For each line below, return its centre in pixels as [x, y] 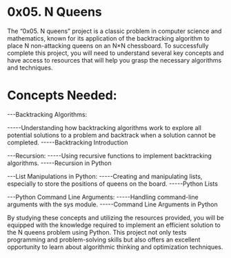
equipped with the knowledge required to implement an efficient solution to [114, 225]
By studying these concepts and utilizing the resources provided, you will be [115, 217]
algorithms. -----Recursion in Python [59, 163]
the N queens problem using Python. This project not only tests [97, 232]
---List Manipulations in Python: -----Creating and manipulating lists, [105, 176]
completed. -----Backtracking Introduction [68, 142]
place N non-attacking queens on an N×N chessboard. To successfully [108, 45]
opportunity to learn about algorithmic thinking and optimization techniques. [115, 247]
